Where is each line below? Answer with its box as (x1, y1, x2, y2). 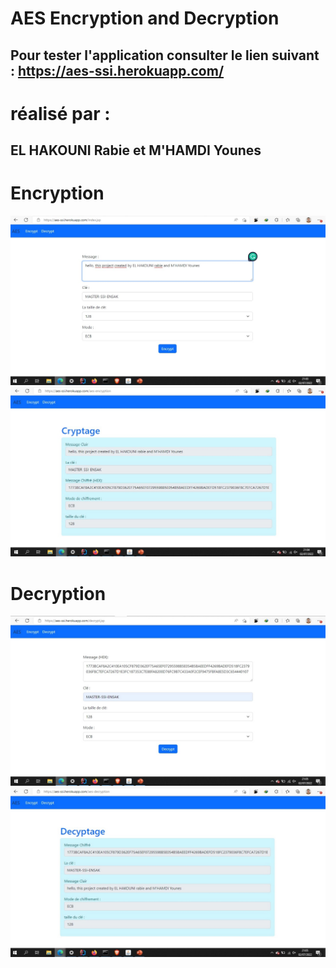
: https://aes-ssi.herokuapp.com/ (10, 62, 225, 79)
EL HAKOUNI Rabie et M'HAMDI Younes (10, 142, 262, 159)
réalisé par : (10, 102, 111, 125)
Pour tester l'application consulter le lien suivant (10, 47, 320, 64)
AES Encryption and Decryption (10, 7, 280, 30)
